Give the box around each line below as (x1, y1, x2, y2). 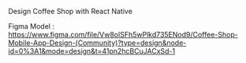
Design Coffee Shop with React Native (8, 7, 132, 16)
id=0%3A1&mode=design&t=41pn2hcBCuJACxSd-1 (8, 47, 176, 55)
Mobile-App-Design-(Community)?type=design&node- (8, 38, 187, 47)
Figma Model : (8, 22, 55, 30)
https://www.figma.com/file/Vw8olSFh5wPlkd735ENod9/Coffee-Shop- (8, 30, 238, 39)
